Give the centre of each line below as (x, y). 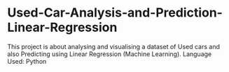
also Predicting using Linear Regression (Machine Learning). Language (110, 54)
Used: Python (27, 61)
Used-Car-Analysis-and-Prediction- (115, 13)
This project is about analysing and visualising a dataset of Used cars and (114, 46)
